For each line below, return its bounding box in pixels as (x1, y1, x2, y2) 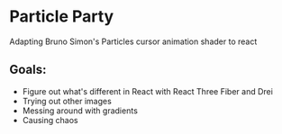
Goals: (9, 62, 47, 77)
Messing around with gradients (22, 105, 138, 116)
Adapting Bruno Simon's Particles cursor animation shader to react (9, 36, 258, 47)
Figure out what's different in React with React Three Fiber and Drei (22, 85, 273, 96)
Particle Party (9, 6, 114, 27)
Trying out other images (22, 95, 113, 106)
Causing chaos (22, 114, 78, 125)
